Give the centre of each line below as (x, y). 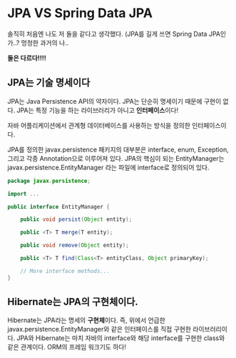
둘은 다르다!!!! (27, 58)
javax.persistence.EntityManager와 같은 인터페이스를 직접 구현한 (99, 329)
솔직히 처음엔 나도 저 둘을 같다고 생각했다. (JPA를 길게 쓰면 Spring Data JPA (114, 34)
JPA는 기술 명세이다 (49, 83)
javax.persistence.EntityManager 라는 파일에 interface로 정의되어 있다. (108, 167)
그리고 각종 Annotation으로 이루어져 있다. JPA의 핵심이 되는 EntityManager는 (116, 158)
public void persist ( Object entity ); (76, 219)
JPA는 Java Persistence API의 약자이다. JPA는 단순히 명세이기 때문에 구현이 (114, 101)
